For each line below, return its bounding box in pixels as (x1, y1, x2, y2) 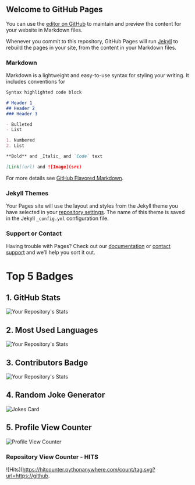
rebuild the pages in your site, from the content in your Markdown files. (6, 44, 176, 51)
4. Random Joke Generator (6, 390, 105, 400)
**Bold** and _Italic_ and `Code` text (6, 153, 103, 160)
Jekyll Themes (6, 189, 49, 197)
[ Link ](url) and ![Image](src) (6, 164, 82, 170)
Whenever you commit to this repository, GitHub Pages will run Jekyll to (6, 37, 179, 44)
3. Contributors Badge (6, 357, 88, 367)
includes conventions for (6, 78, 66, 85)
